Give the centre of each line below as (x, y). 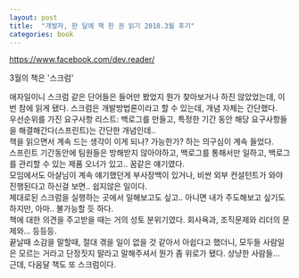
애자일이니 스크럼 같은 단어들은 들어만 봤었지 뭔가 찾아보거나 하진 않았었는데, (143, 97)
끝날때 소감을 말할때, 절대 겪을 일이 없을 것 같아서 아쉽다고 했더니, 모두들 (135, 242)
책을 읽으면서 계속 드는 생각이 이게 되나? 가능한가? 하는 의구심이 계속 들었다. (141, 142)
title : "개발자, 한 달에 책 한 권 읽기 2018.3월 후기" (102, 26)
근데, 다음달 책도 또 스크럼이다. (63, 265)
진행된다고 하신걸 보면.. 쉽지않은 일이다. (78, 186)
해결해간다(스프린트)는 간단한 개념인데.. (87, 131)
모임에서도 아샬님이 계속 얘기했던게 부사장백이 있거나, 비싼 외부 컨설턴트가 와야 (146, 175)
